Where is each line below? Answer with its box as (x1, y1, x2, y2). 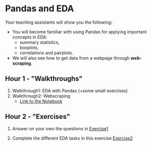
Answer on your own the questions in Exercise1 (12, 125, 109, 131)
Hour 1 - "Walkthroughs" (5, 74, 83, 83)
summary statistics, (19, 39, 60, 45)
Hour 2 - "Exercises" (5, 112, 71, 121)
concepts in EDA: (12, 34, 48, 40)
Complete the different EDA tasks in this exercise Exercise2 (12, 135, 133, 141)
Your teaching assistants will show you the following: (5, 19, 113, 25)
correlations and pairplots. (19, 50, 74, 56)
